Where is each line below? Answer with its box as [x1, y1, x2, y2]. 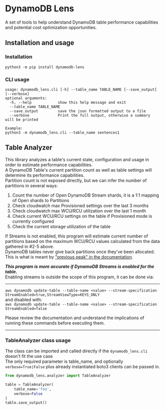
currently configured [12, 218, 54, 224]
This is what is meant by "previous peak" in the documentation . [5, 254, 134, 260]
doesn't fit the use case [5, 353, 53, 359]
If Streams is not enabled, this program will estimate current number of [5, 233, 148, 239]
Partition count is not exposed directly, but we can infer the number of [5, 177, 147, 183]
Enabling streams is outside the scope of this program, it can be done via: [5, 274, 154, 280]
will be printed [5, 117, 38, 122]
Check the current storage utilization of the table [12, 223, 111, 229]
